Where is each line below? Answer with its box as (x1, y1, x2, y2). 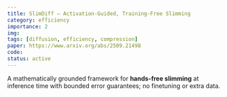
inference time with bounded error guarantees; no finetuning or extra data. (7, 81, 221, 90)
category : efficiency (7, 17, 70, 24)
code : (7, 49, 23, 56)
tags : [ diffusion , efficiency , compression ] (7, 36, 138, 43)
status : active (7, 55, 51, 62)
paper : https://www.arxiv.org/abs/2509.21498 (7, 42, 141, 49)
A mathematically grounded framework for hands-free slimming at (7, 74, 199, 82)
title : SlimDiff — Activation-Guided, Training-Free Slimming (7, 10, 191, 17)
